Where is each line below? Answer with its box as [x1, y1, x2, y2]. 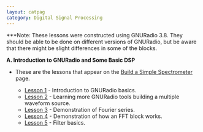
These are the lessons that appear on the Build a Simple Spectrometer [15, 68, 193, 75]
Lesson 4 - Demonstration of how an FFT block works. [24, 112, 163, 120]
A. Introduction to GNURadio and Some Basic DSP [6, 56, 136, 64]
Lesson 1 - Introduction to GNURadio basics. [24, 86, 137, 94]
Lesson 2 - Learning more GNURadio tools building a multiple [24, 93, 180, 100]
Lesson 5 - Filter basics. [24, 119, 86, 126]
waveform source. [24, 99, 71, 107]
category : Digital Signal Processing [6, 15, 103, 21]
